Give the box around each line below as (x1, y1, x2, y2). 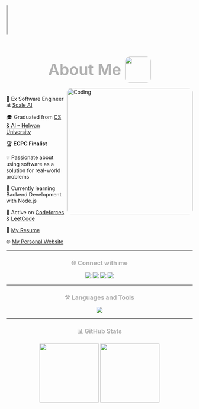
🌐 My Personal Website (6, 238, 64, 245)
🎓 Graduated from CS (6, 113, 62, 121)
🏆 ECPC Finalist (6, 140, 47, 147)
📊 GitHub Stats (76, 327, 123, 335)
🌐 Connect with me (71, 259, 128, 267)
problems (6, 173, 30, 180)
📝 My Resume (6, 226, 40, 233)
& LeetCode (6, 215, 36, 222)
